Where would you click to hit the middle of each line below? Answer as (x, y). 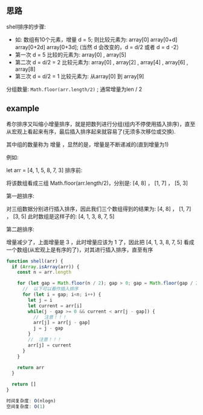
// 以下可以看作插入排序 (50, 289)
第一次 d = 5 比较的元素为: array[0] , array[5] (71, 55)
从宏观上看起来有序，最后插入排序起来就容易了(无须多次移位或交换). (91, 131)
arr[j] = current (50, 345)
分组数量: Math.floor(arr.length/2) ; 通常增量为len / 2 (74, 89)
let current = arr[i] (55, 306)
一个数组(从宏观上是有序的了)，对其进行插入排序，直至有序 (80, 250)
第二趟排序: (21, 229)
